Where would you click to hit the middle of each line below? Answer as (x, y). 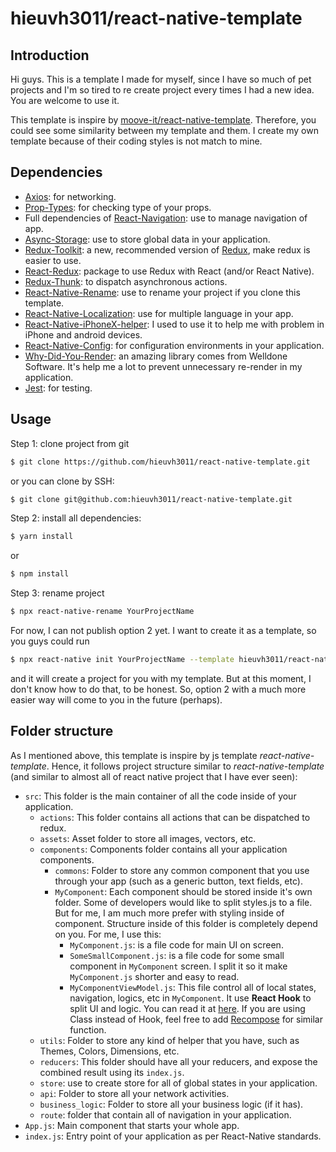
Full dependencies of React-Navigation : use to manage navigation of (166, 218)
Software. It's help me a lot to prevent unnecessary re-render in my (163, 366)
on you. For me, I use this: (108, 934)
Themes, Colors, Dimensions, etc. (109, 1051)
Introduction (50, 55)
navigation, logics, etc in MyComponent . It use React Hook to (190, 998)
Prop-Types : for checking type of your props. (118, 207)
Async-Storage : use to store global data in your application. (147, 239)
